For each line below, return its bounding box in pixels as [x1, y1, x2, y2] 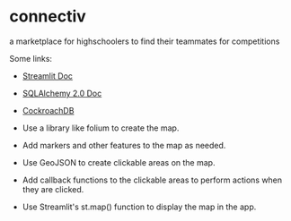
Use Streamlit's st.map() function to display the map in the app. [22, 201, 257, 212]
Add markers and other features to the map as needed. [22, 140, 226, 150]
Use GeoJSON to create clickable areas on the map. [22, 157, 216, 167]
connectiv [9, 6, 87, 27]
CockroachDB [22, 105, 75, 115]
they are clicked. [22, 183, 84, 194]
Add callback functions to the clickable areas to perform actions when [22, 174, 283, 185]
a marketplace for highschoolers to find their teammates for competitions [9, 36, 280, 47]
